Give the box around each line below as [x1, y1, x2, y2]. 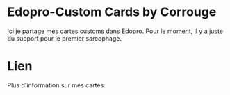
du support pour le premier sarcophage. [7, 34, 122, 42]
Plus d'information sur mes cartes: [7, 81, 106, 89]
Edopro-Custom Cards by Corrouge [7, 4, 217, 20]
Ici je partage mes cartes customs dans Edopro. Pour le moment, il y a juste [7, 27, 224, 35]
